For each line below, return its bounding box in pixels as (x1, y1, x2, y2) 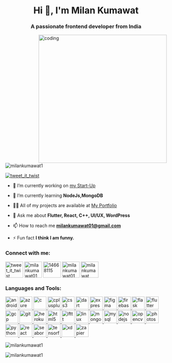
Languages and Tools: (5, 285, 61, 292)
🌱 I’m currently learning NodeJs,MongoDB (12, 192, 103, 199)
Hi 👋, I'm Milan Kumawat (33, 5, 139, 16)
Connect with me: (5, 250, 51, 257)
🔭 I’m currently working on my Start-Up (12, 183, 96, 189)
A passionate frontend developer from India (30, 23, 142, 30)
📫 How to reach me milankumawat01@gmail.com (12, 223, 121, 229)
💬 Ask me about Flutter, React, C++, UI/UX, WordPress (12, 212, 131, 218)
